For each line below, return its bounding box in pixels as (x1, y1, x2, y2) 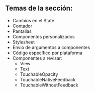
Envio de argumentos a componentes (12, 44, 90, 50)
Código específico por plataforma (12, 50, 83, 56)
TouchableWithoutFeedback (20, 82, 78, 88)
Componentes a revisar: (12, 55, 62, 61)
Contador (12, 23, 33, 29)
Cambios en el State (12, 17, 54, 23)
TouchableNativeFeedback (20, 76, 76, 82)
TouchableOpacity (20, 71, 58, 77)
